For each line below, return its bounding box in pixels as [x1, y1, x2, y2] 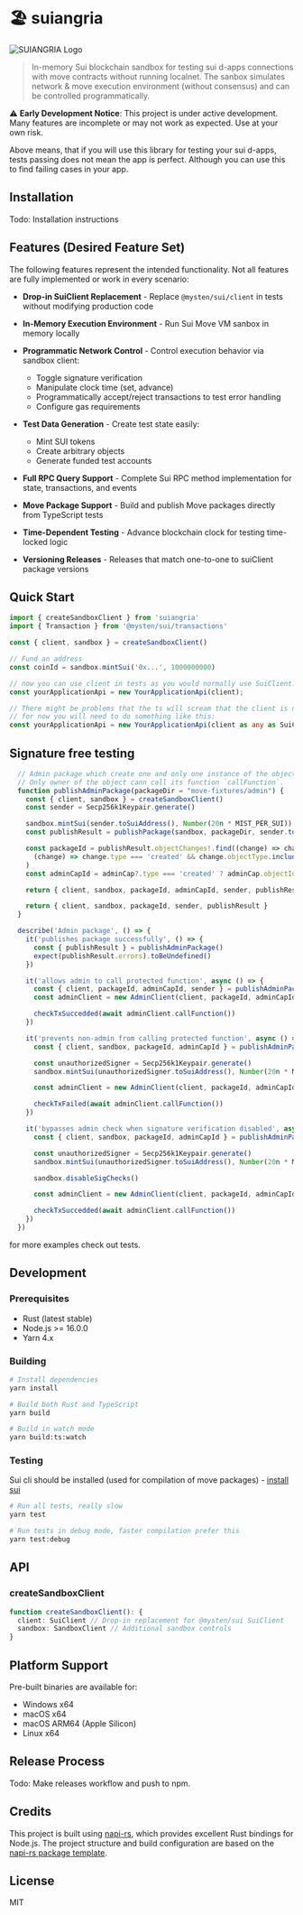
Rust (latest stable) [22, 1313, 93, 1324]
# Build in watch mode [9, 1424, 95, 1434]
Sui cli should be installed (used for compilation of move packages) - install [9, 1475, 289, 1485]
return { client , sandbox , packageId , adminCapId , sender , [25, 885, 252, 894]
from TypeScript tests [22, 509, 104, 520]
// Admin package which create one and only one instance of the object [17, 769, 297, 778]
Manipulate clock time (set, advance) [35, 382, 174, 393]
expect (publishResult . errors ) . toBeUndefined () [32, 951, 212, 960]
